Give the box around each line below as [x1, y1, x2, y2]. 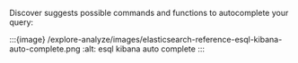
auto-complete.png [9, 43, 81, 54]
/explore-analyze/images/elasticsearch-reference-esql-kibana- [48, 35, 283, 44]
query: [9, 17, 34, 28]
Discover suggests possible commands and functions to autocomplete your [9, 8, 289, 18]
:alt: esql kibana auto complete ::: [82, 43, 205, 54]
